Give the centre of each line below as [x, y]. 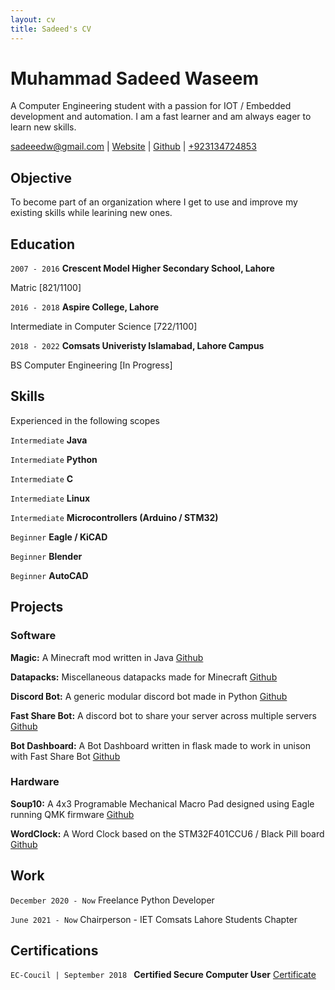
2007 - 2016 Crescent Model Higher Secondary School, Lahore [142, 268]
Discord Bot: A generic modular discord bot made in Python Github [149, 696]
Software [33, 636]
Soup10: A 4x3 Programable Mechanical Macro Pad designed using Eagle [162, 803]
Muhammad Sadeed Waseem [135, 78]
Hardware [35, 782]
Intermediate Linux [50, 498]
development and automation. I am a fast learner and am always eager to [161, 117]
